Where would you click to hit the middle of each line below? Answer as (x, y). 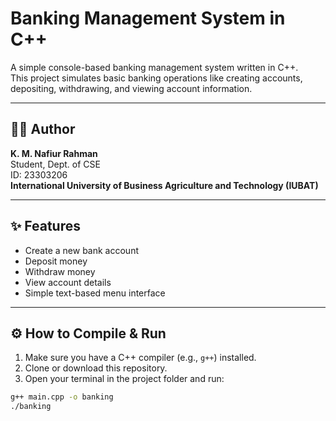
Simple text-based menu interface (95, 293)
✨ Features (45, 226)
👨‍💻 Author (43, 129)
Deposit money (56, 261)
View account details (68, 282)
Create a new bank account (81, 250)
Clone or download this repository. (96, 368)
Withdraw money (60, 271)
